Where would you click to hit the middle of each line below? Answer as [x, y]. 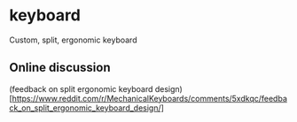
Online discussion [60, 68]
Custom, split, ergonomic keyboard [73, 40]
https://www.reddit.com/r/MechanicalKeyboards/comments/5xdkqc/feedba [150, 98]
